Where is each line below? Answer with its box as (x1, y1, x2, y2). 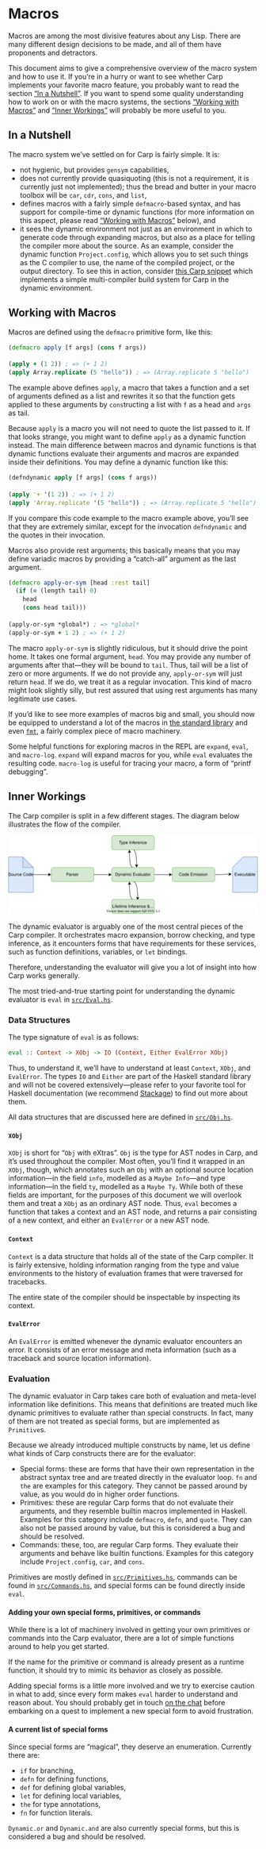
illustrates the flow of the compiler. (8, 819, 121, 829)
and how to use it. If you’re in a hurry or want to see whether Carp (8, 71, 223, 81)
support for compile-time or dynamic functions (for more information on (19, 207, 255, 217)
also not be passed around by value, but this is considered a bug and (19, 1523, 245, 1533)
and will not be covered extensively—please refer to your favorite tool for (8, 1081, 247, 1090)
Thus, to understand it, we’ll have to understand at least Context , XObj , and (8, 1063, 251, 1073)
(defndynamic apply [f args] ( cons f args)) (8, 474, 158, 482)
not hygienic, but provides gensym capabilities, (19, 164, 169, 175)
